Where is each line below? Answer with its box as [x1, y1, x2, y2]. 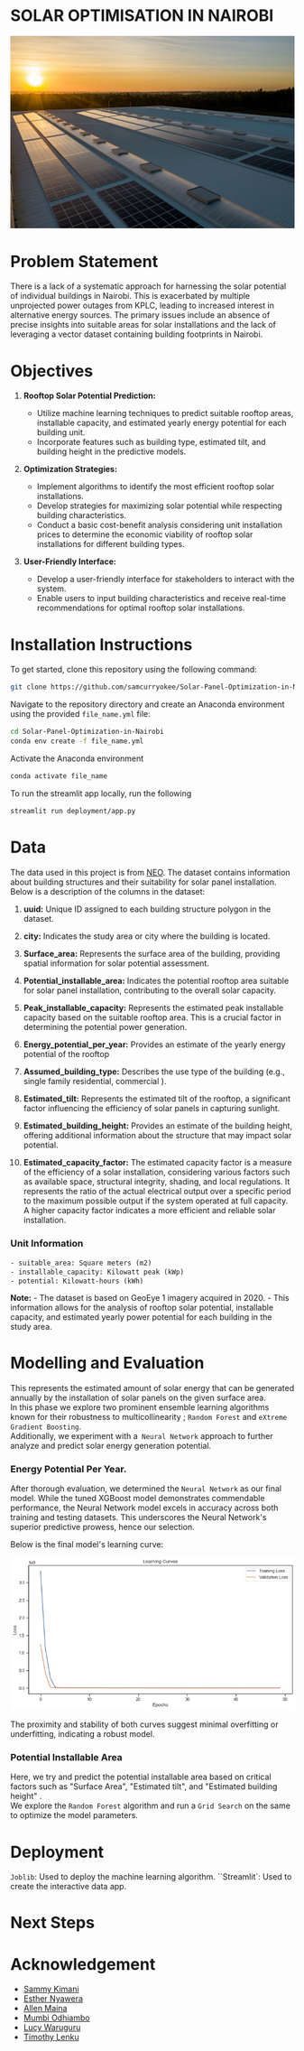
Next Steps [10, 1913, 96, 1933]
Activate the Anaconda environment [10, 753, 144, 764]
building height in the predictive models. [36, 446, 187, 457]
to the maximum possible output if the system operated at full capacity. [23, 1195, 289, 1206]
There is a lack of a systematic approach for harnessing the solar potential [10, 281, 287, 292]
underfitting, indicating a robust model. [10, 1729, 155, 1740]
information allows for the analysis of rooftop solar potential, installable [10, 1302, 274, 1313]
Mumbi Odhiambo [23, 2012, 90, 2023]
